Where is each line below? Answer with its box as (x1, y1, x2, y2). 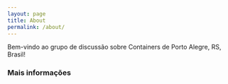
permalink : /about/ (7, 23, 65, 30)
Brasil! (7, 50, 26, 59)
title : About (7, 17, 46, 24)
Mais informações (7, 68, 71, 78)
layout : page (7, 10, 46, 18)
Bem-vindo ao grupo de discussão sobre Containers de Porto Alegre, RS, (7, 43, 222, 52)
